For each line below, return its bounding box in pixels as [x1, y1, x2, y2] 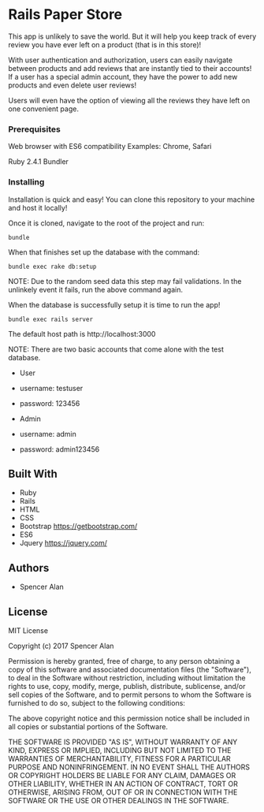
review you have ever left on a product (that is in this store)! [8, 39, 202, 49]
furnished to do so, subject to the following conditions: [8, 698, 185, 707]
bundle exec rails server [8, 315, 93, 323]
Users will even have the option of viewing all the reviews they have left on [8, 95, 251, 105]
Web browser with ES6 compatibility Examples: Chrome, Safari [8, 142, 212, 151]
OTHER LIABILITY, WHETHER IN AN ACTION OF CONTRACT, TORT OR [8, 779, 238, 788]
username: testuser [19, 383, 84, 393]
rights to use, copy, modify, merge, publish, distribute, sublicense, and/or [8, 681, 246, 691]
